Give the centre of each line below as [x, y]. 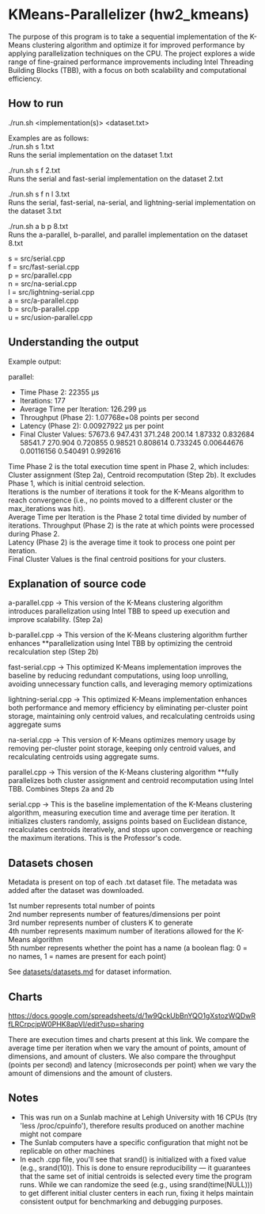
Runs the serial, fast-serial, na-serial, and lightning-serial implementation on [132, 202]
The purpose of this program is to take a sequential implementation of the [128, 36]
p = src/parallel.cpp [40, 275]
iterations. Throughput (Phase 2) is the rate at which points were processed [131, 525]
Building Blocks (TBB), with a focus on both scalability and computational [127, 70]
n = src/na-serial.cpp [43, 284]
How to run [36, 103]
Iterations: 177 [42, 400]
